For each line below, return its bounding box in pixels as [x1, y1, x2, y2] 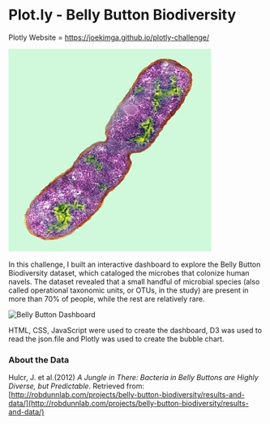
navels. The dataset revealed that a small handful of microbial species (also [8, 276, 260, 286]
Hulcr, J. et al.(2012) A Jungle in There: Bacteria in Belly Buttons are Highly [8, 373, 259, 383]
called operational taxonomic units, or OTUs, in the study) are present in [8, 285, 249, 295]
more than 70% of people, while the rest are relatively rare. [8, 293, 205, 303]
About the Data [8, 354, 70, 366]
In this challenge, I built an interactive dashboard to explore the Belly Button [8, 259, 261, 269]
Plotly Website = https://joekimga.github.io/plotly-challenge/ [8, 32, 210, 42]
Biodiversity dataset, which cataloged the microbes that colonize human [8, 268, 250, 277]
